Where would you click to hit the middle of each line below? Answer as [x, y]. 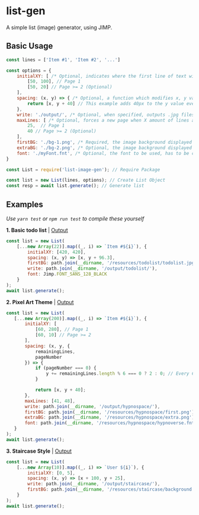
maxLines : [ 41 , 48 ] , [50, 401]
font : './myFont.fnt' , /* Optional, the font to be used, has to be [103, 153]
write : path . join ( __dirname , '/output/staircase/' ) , [94, 484]
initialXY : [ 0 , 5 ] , [52, 473]
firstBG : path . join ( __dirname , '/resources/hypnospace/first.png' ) [110, 412]
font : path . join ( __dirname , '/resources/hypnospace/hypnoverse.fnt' [111, 423]
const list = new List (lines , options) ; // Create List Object [86, 180]
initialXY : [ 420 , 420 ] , [57, 252]
